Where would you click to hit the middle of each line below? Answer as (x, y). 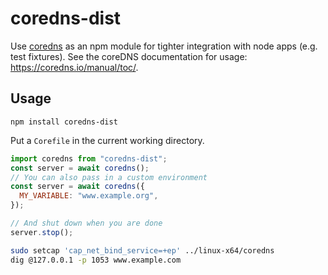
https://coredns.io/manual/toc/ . (74, 67)
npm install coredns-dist (64, 122)
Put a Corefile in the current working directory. (107, 140)
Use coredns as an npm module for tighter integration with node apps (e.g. (164, 46)
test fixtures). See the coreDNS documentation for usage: (129, 56)
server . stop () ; (42, 232)
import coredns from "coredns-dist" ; (89, 158)
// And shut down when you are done (86, 223)
